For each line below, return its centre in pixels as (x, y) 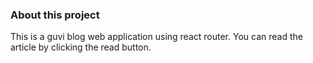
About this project (55, 15)
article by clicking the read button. (81, 47)
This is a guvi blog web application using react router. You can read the (156, 37)
